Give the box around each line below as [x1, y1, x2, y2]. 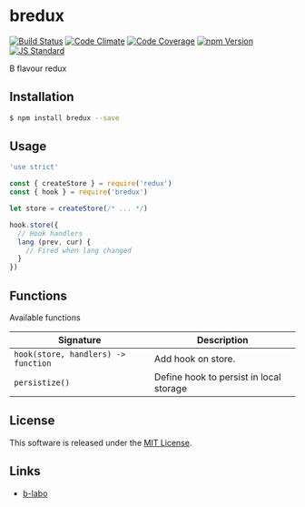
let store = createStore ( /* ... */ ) [9, 204, 148, 214]
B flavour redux [9, 63, 67, 74]
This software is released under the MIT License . [9, 437, 192, 448]
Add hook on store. [153, 352, 236, 365]
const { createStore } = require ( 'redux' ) [9, 179, 172, 188]
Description [196, 334, 249, 346]
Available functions [9, 312, 81, 323]
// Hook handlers [17, 228, 84, 238]
